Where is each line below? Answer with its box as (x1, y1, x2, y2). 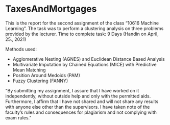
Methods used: (5, 46, 37, 52)
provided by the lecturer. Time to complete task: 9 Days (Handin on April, (5, 31, 159, 37)
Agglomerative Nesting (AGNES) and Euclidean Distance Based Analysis (12, 56, 165, 62)
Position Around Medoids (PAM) (12, 72, 81, 78)
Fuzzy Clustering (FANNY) (12, 78, 68, 84)
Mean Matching (12, 67, 46, 73)
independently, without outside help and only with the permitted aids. (5, 93, 151, 99)
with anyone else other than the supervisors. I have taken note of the (5, 104, 150, 110)
